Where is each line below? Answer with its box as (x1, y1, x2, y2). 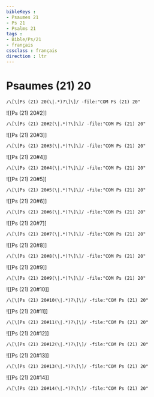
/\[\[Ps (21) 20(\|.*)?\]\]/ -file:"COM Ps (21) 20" (6, 99, 141, 105)
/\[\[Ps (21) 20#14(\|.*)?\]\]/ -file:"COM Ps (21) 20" (6, 385, 149, 392)
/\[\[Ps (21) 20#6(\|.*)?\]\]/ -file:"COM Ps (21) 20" (6, 209, 146, 215)
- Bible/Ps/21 (6, 36, 42, 42)
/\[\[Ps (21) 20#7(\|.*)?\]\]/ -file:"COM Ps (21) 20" (6, 231, 146, 237)
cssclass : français (6, 48, 58, 54)
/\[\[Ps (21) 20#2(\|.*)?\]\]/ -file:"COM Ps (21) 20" (6, 121, 146, 127)
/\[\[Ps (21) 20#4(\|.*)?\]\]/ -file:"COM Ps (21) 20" (6, 165, 146, 171)
